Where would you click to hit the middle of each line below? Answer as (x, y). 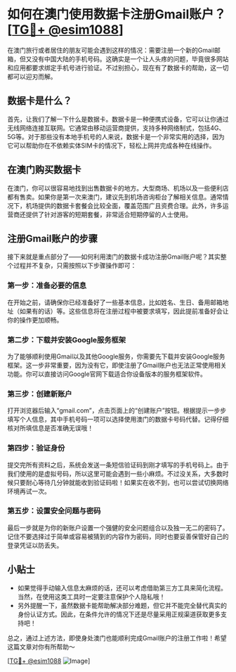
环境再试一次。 (29, 491)
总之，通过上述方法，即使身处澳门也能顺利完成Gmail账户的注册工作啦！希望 (117, 638)
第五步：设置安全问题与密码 (54, 511)
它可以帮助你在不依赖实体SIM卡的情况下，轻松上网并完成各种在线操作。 (111, 146)
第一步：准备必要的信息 (47, 285)
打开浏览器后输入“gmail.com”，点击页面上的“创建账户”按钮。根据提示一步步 (117, 411)
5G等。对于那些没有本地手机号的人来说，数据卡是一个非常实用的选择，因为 (116, 136)
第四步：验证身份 (36, 448)
